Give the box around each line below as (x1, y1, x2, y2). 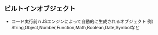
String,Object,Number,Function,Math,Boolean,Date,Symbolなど (11, 24, 140, 30)
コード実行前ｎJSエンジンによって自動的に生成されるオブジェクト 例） (11, 18, 156, 24)
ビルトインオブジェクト (4, 4, 76, 13)
